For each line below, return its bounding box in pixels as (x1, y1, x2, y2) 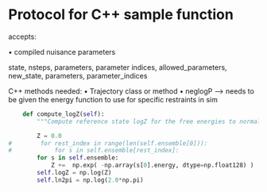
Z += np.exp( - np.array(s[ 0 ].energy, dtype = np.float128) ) (50, 161, 254, 170)
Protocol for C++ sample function (8, 6, 234, 24)
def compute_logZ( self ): (22, 109, 105, 118)
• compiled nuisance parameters (8, 47, 116, 56)
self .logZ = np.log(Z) (37, 169, 112, 177)
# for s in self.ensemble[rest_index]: (8, 147, 180, 155)
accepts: (8, 32, 37, 41)
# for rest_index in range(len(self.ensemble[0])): (8, 139, 208, 148)
